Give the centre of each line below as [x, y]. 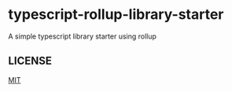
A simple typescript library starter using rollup [83, 36]
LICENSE [30, 61]
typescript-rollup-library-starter [116, 15]
